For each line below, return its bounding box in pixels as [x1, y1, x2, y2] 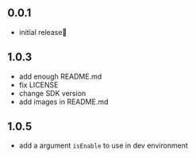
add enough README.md [18, 71, 102, 81]
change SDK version [18, 88, 86, 98]
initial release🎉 [18, 27, 67, 37]
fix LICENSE [18, 79, 59, 90]
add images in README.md [18, 97, 109, 106]
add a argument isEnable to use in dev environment [18, 141, 188, 150]
